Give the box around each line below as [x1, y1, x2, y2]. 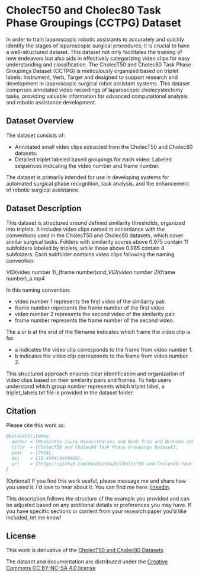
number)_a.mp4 [6, 275, 46, 282]
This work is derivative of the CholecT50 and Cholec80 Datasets [6, 547, 164, 554]
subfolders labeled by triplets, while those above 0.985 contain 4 [6, 244, 165, 251]
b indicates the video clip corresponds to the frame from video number [14, 352, 188, 359]
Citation [6, 406, 37, 416]
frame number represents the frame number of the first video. [14, 304, 166, 311]
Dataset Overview [6, 116, 74, 126]
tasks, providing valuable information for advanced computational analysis [6, 93, 188, 100]
